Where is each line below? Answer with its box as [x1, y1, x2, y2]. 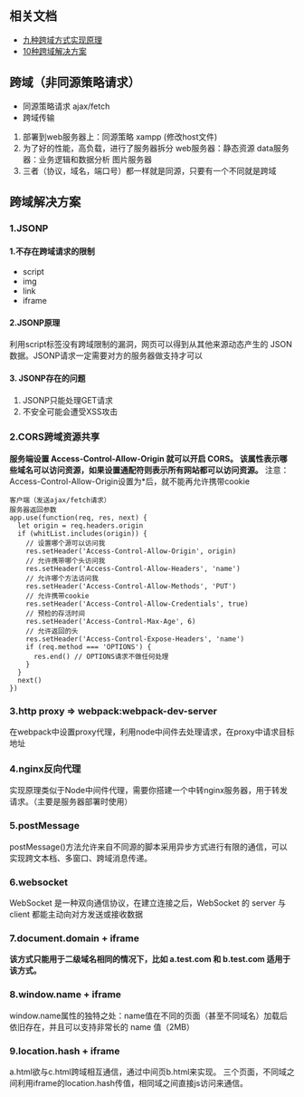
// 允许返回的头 [25, 626, 79, 636]
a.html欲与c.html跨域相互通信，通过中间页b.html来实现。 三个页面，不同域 [9, 1066, 288, 1077]
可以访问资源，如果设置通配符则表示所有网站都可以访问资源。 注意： [33, 464, 290, 475]
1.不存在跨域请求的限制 [9, 246, 95, 257]
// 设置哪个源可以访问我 [25, 539, 106, 548]
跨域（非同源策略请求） [9, 75, 140, 91]
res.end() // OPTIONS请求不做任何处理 [33, 652, 169, 661]
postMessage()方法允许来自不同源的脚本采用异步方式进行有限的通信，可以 [9, 841, 288, 852]
